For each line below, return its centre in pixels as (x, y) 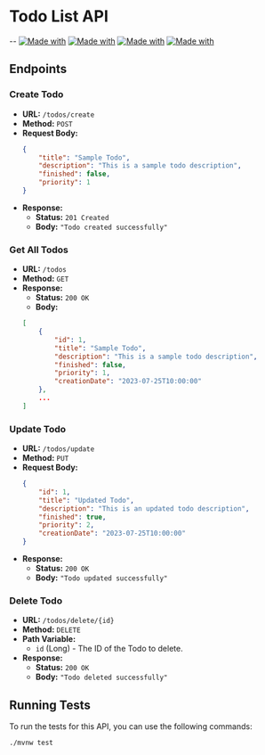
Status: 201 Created (72, 217)
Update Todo (38, 429)
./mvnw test (31, 743)
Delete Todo (36, 601)
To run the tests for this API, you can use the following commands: (131, 726)
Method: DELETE (52, 629)
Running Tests (50, 705)
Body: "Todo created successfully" (101, 226)
